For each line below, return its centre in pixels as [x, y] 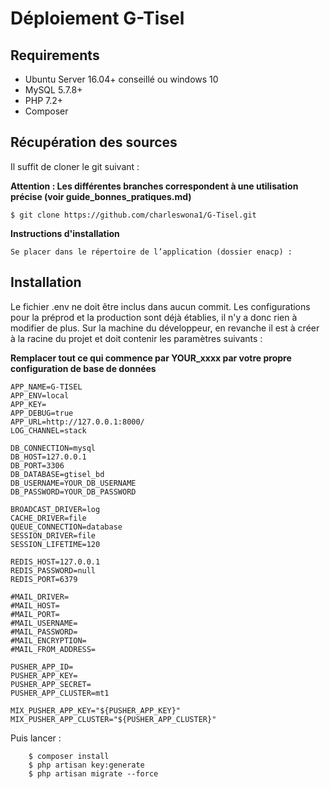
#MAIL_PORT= [35, 614]
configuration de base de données [83, 368]
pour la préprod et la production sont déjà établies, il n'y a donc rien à [154, 317]
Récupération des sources [94, 142]
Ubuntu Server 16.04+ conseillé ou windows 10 [121, 79]
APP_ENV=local [40, 395]
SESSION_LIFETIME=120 [55, 544]
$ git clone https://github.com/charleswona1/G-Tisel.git [133, 215]
